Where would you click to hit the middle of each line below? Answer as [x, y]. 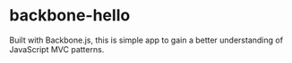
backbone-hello [70, 16]
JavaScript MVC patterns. [57, 49]
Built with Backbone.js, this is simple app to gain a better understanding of [146, 40]
